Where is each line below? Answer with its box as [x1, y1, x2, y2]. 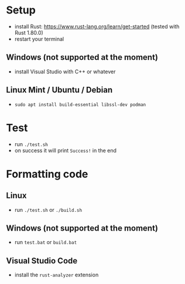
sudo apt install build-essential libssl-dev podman [14, 102, 146, 107]
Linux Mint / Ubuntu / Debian [6, 85, 113, 95]
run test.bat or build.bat [14, 239, 77, 246]
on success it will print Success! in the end [14, 147, 117, 154]
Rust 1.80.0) [14, 29, 44, 36]
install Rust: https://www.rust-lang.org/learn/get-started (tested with [14, 23, 180, 30]
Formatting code [6, 167, 88, 181]
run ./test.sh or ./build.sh [14, 206, 83, 213]
